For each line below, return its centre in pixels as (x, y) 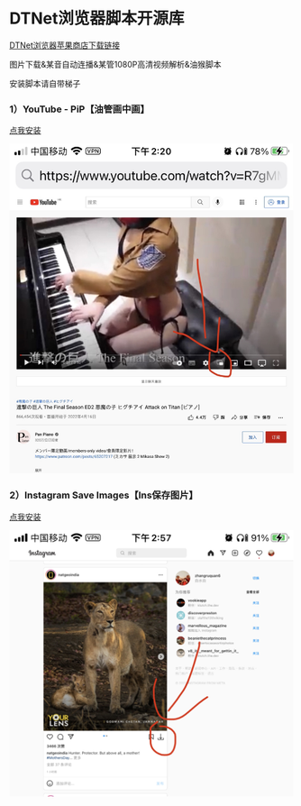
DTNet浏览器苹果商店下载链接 (65, 45)
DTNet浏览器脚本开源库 (97, 18)
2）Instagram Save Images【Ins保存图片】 (104, 495)
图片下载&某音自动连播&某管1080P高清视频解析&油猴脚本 (116, 64)
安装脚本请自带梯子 (45, 83)
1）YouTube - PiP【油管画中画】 (80, 109)
